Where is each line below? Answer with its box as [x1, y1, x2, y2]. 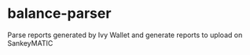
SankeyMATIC [7, 38, 53, 47]
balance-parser [7, 5, 112, 22]
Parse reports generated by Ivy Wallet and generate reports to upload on [7, 30, 243, 40]
